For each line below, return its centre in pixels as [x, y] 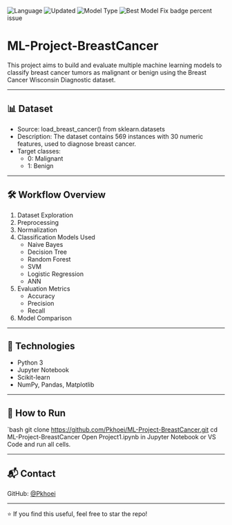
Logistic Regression [56, 274]
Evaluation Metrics [43, 288]
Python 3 [30, 362]
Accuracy [41, 296]
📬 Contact [31, 473]
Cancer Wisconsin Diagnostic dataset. [61, 80]
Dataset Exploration [45, 215]
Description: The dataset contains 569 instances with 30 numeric [110, 136]
